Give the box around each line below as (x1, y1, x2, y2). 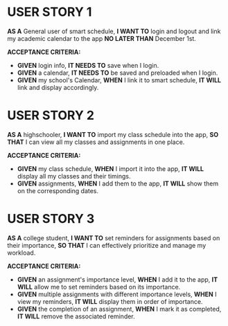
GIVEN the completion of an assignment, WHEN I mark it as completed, (17, 305, 222, 313)
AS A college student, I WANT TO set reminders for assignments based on (7, 233, 220, 242)
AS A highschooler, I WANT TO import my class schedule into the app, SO (7, 130, 219, 138)
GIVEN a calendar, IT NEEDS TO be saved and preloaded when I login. (17, 69, 218, 77)
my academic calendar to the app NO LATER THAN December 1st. (7, 34, 196, 42)
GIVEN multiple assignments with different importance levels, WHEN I (17, 290, 217, 298)
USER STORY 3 (7, 211, 95, 227)
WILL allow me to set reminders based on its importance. (17, 282, 181, 291)
